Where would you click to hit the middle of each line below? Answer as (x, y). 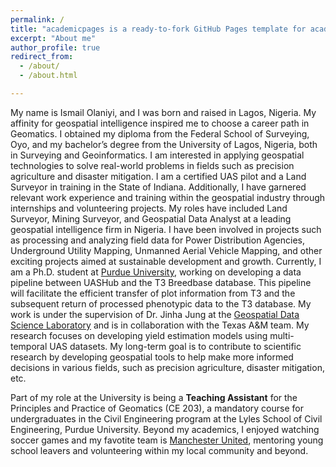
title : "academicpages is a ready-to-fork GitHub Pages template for (158, 29)
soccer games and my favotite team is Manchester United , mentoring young (167, 440)
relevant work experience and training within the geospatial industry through (168, 197)
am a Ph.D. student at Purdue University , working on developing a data (156, 272)
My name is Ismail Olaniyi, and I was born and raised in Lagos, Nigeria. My (163, 112)
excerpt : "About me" (53, 38)
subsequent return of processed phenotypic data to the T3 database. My (161, 303)
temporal (29, 346)
